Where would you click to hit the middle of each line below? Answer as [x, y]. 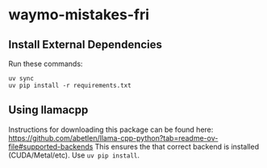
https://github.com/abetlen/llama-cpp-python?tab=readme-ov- [113, 137]
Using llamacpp [48, 110]
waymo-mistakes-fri [79, 15]
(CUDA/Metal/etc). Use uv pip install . [74, 155]
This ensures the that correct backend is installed [177, 146]
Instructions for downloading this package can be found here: [111, 129]
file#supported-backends [51, 146]
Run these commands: [46, 64]
